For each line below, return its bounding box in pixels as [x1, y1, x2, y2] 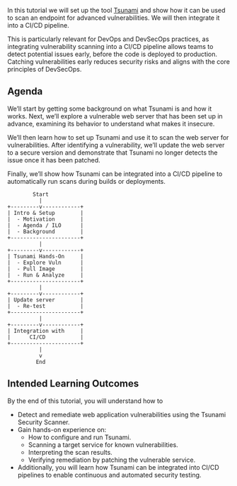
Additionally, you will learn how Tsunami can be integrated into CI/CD [17, 463, 219, 471]
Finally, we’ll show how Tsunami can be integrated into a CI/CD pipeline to [7, 170, 223, 178]
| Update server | [7, 296, 83, 304]
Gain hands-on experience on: [17, 425, 107, 433]
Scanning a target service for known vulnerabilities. [28, 440, 178, 449]
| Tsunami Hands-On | [7, 253, 83, 260]
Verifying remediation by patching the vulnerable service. [28, 455, 196, 464]
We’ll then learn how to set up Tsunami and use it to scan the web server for [7, 133, 229, 141]
